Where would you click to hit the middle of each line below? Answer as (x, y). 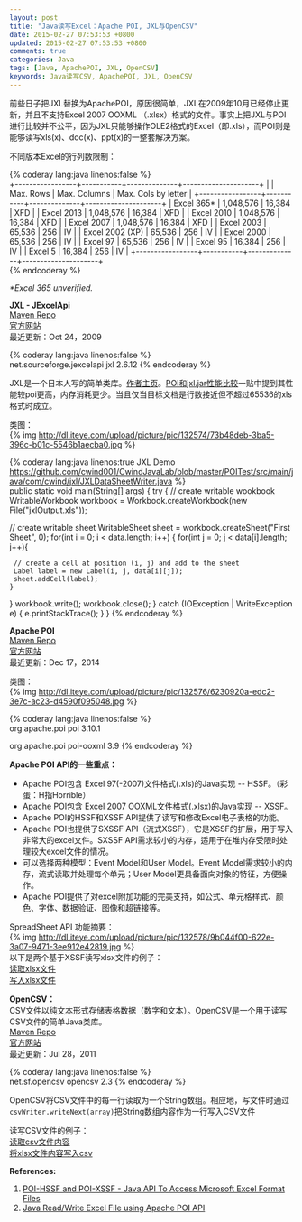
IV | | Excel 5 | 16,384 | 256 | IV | (69, 251)
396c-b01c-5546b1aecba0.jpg (66, 444)
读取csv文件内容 (40, 1142)
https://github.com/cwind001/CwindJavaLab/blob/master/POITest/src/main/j (151, 471)
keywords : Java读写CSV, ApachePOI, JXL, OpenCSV (101, 77)
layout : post (34, 18)
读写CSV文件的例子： (49, 1130)
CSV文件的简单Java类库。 (58, 1022)
